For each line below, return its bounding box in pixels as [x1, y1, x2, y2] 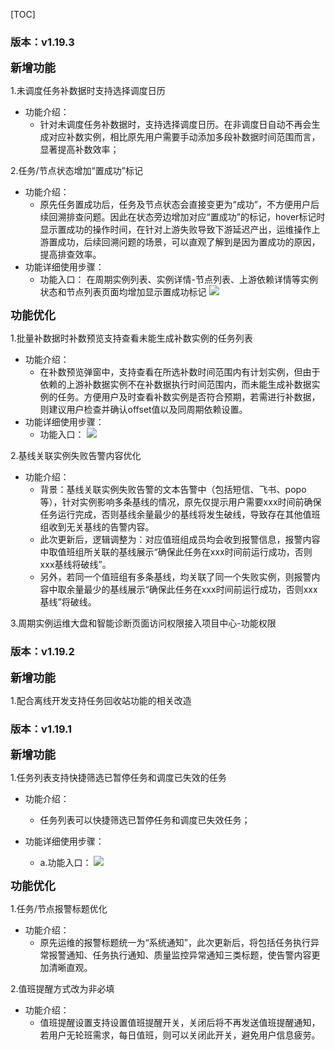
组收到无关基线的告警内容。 [39, 521, 155, 533]
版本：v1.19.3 [10, 35, 75, 49]
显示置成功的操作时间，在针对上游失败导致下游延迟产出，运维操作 [39, 224, 312, 236]
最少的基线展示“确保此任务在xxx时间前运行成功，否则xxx [83, 584, 318, 596]
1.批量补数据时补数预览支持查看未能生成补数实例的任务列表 [10, 332, 253, 344]
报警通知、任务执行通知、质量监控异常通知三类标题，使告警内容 [48, 949, 312, 961]
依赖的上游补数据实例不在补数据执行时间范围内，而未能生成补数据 [39, 379, 312, 391]
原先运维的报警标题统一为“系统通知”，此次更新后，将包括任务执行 [39, 936, 311, 948]
